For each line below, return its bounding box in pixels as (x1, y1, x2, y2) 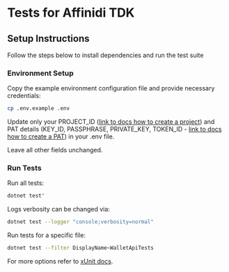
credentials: (7, 92, 41, 100)
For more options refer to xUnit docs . (7, 257, 113, 266)
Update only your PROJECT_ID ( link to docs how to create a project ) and (7, 118, 215, 126)
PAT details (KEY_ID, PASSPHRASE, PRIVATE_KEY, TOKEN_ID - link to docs (7, 125, 222, 134)
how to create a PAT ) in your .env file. (7, 132, 115, 141)
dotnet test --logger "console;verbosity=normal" (7, 218, 155, 225)
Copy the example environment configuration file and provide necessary (7, 84, 215, 93)
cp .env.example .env (7, 105, 70, 112)
